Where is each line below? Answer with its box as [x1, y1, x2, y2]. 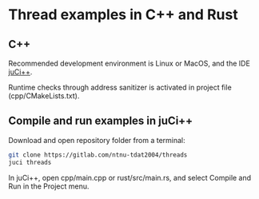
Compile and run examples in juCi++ [8, 114, 193, 128]
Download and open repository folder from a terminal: [8, 135, 185, 145]
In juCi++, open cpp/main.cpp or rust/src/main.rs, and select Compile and [8, 173, 252, 182]
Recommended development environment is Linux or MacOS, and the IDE [8, 58, 250, 68]
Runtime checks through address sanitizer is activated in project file [8, 82, 232, 92]
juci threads [8, 158, 52, 166]
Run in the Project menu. [8, 181, 90, 191]
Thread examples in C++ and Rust [8, 6, 238, 24]
